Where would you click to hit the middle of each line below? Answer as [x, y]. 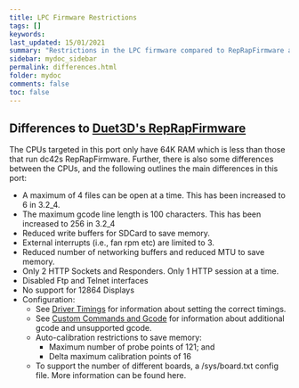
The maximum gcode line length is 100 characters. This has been [141, 214]
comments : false [39, 84]
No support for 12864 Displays [78, 290]
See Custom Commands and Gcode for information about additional [160, 318]
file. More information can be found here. [111, 376]
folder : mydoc [36, 76]
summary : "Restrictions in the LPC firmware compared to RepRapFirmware [147, 51]
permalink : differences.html [63, 68]
